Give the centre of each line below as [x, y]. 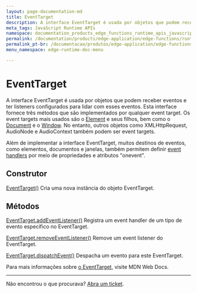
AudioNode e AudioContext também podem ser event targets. [81, 131]
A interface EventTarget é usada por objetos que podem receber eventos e [96, 100]
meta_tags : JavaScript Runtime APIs [51, 28]
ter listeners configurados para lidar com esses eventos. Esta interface [91, 106]
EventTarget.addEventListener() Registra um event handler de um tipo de [94, 220]
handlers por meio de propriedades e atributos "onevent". [76, 155]
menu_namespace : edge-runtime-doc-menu [55, 50]
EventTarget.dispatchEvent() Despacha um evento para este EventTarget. [95, 255]
